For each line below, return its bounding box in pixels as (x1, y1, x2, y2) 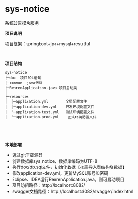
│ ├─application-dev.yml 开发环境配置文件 (5, 104, 95, 109)
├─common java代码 (5, 80, 43, 85)
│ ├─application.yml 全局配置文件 (5, 99, 87, 104)
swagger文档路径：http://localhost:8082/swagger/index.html (12, 188, 134, 194)
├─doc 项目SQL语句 (5, 75, 41, 80)
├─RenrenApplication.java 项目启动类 (5, 85, 77, 90)
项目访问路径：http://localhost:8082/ (12, 182, 85, 188)
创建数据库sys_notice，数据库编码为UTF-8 (12, 158, 97, 164)
